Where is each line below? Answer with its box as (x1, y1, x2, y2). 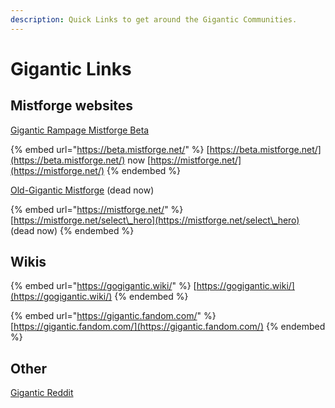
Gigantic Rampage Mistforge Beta (10, 124, 150, 136)
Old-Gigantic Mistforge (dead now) (10, 184, 155, 196)
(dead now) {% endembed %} (10, 224, 135, 236)
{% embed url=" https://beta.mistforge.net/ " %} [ (10, 143, 210, 155)
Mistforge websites (10, 97, 134, 115)
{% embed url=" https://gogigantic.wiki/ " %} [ (10, 280, 197, 292)
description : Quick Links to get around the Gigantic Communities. (10, 14, 298, 25)
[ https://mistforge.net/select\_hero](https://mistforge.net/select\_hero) (10, 214, 300, 226)
